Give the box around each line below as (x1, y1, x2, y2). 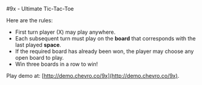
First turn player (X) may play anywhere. (15, 28, 116, 36)
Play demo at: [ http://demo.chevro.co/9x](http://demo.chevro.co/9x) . (6, 72, 180, 79)
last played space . (15, 42, 62, 48)
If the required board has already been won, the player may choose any (15, 48, 194, 55)
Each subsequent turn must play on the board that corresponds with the (15, 35, 196, 42)
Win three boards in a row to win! (15, 60, 98, 68)
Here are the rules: (6, 17, 53, 24)
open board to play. (15, 54, 64, 61)
